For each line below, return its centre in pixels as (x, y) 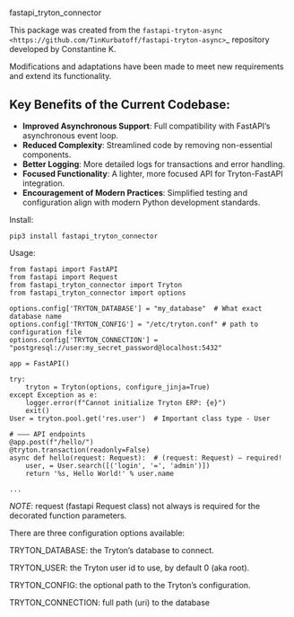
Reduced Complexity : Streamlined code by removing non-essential (147, 145)
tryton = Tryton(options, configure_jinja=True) (118, 387)
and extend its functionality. (61, 76)
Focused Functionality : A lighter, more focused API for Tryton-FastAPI (153, 174)
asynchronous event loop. (70, 136)
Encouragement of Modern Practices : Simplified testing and (135, 193)
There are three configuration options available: (97, 533)
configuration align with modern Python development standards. (141, 202)
